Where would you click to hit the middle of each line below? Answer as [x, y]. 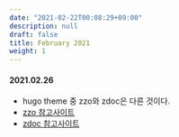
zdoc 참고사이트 [51, 123]
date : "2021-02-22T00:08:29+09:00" [76, 18]
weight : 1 [28, 51]
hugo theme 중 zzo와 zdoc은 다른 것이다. [96, 101]
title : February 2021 [50, 43]
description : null [44, 26]
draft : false [34, 34]
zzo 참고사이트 [48, 113]
